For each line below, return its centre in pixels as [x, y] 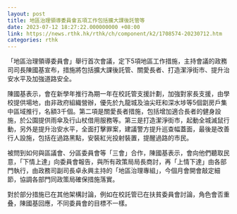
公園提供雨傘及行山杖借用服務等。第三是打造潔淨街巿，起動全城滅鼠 [124, 120]
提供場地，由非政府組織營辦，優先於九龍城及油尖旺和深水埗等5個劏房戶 [117, 102]
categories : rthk [33, 40]
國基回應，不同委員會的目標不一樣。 [78, 203]
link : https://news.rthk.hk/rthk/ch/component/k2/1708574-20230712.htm [115, 34]
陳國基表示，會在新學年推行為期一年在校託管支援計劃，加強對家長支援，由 [115, 94]
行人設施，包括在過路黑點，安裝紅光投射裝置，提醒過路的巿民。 [100, 138]
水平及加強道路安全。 [44, 79]
